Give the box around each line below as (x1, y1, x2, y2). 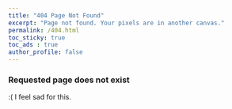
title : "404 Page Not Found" (8, 11, 105, 20)
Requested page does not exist (8, 74, 131, 85)
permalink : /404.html (8, 26, 80, 34)
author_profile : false (8, 48, 83, 56)
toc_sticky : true (8, 33, 66, 42)
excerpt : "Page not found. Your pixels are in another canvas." (8, 19, 225, 27)
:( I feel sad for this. (8, 92, 72, 102)
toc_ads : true (8, 41, 59, 49)
